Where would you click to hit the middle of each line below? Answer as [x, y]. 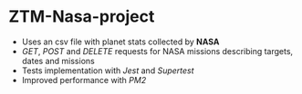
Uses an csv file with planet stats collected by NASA [120, 42]
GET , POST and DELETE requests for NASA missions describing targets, [157, 51]
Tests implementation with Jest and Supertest [108, 70]
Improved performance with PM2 [84, 80]
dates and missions [58, 61]
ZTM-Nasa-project [82, 17]
